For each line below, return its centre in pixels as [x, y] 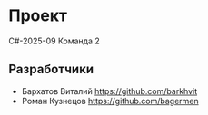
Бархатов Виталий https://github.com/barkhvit [109, 91]
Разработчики [51, 69]
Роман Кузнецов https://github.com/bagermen [110, 101]
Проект [38, 16]
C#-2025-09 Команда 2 [54, 41]
